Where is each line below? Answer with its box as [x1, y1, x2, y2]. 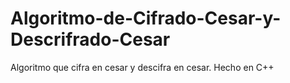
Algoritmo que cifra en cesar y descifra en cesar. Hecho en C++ [10, 61, 275, 73]
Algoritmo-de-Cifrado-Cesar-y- [10, 7, 282, 30]
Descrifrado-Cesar [10, 28, 171, 51]
